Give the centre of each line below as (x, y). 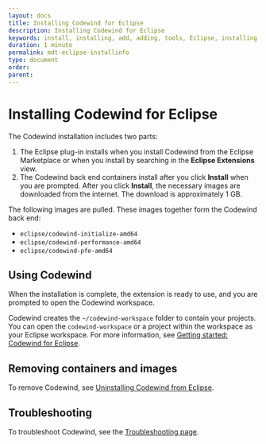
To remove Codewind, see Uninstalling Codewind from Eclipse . (111, 388)
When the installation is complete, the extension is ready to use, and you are (133, 294)
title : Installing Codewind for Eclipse (76, 23)
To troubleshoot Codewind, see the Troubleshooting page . (104, 432)
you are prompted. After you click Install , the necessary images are (130, 185)
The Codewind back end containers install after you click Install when (134, 177)
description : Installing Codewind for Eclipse (87, 30)
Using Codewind (50, 275)
